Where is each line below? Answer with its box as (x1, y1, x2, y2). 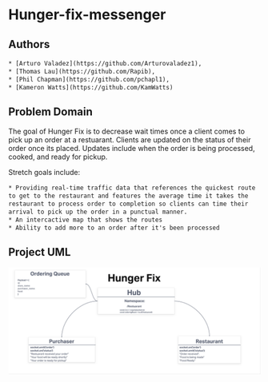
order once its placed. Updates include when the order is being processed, (8, 143, 255, 153)
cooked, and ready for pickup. (8, 152, 108, 161)
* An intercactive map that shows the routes (8, 216, 162, 224)
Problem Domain (8, 105, 94, 119)
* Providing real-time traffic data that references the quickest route (8, 184, 256, 192)
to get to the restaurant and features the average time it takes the (8, 192, 249, 200)
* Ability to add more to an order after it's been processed (8, 224, 220, 232)
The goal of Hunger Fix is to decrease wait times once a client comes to (8, 126, 246, 136)
